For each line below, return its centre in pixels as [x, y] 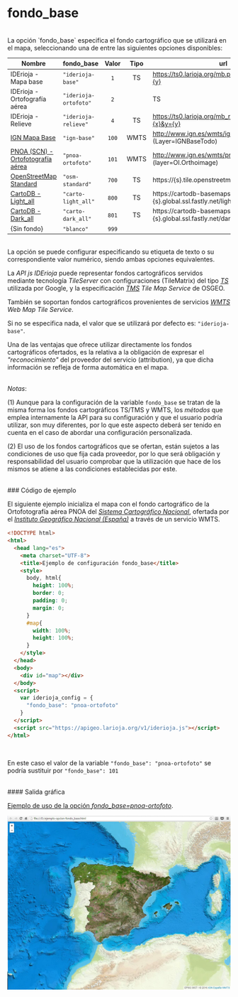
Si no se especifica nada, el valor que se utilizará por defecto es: [102, 323]
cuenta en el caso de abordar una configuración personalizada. [100, 433]
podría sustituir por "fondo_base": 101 [63, 770]
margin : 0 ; [49, 608]
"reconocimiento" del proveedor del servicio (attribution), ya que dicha [110, 360]
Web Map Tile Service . [41, 310]
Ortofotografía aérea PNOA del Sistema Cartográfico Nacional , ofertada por [118, 512]
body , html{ [44, 578]
